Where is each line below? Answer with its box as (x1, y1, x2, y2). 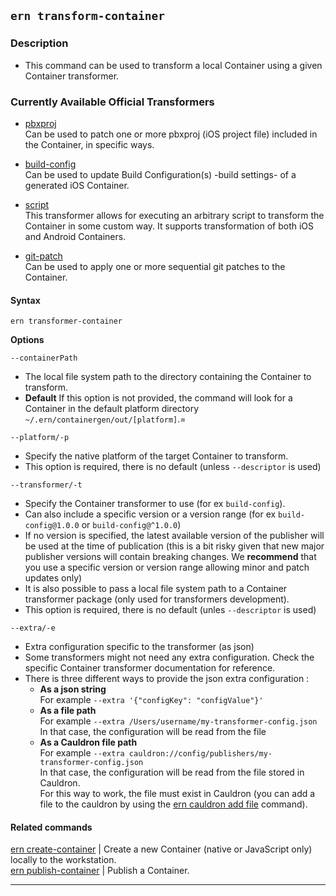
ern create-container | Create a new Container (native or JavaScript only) (10, 843, 313, 855)
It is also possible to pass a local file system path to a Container (24, 583, 288, 595)
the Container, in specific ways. (24, 138, 155, 150)
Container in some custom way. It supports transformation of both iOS (24, 220, 315, 232)
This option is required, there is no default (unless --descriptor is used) (24, 461, 322, 473)
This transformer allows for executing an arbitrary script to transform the (24, 209, 325, 221)
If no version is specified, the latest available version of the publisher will (24, 530, 325, 542)
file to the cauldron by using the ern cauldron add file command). (39, 798, 308, 810)
